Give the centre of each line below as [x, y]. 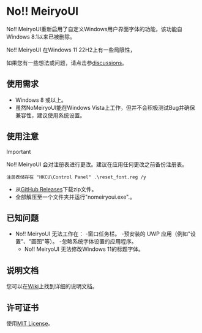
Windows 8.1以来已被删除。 [41, 36]
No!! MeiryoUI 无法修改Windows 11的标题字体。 [84, 249]
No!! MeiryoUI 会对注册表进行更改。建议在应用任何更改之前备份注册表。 [97, 164]
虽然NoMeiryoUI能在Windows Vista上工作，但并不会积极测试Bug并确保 [105, 107]
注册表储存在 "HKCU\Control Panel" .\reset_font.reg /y [76, 177]
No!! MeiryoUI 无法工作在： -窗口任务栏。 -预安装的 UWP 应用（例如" [103, 234]
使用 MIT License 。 [30, 323]
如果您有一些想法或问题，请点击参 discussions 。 [67, 63]
